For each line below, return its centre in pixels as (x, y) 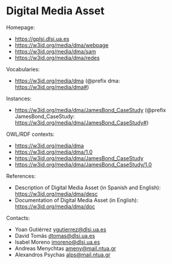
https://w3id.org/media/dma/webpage (62, 45)
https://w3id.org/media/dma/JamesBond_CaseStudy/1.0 (83, 164)
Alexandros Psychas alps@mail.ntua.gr (62, 255)
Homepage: (21, 27)
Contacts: (18, 218)
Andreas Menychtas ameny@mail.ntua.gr (65, 248)
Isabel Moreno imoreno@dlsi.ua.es (57, 242)
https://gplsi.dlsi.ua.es (42, 39)
